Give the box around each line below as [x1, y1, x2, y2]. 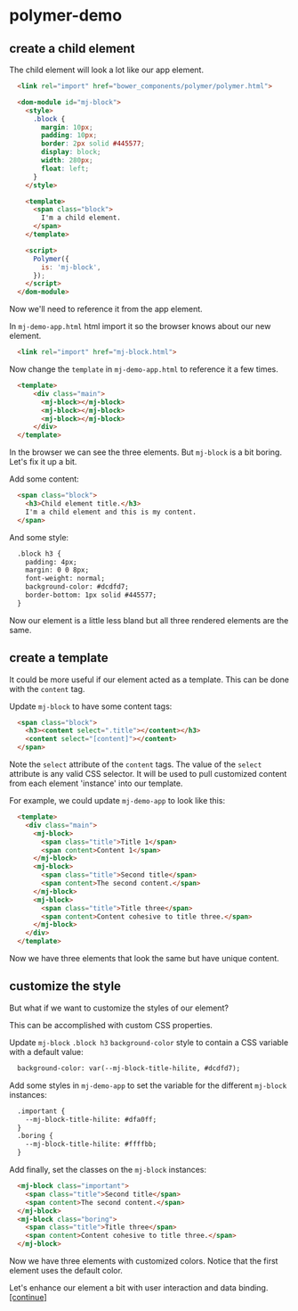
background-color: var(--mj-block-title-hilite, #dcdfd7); [17, 1063, 241, 1073]
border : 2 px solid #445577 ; [41, 139, 145, 148]
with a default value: [9, 1046, 84, 1057]
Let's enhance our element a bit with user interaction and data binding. [9, 1282, 269, 1293]
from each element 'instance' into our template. [9, 778, 183, 789]
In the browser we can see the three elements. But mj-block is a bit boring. [9, 447, 283, 458]
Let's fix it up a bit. [9, 457, 77, 467]
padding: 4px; [25, 557, 77, 566]
